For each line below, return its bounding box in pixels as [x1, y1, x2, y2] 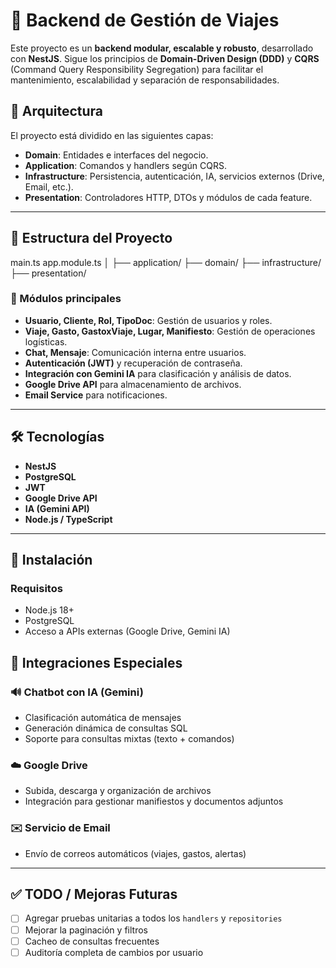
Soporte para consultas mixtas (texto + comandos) [24, 733, 235, 745]
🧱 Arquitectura [10, 103, 104, 120]
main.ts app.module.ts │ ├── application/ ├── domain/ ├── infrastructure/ [10, 256, 322, 268]
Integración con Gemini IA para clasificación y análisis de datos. [24, 367, 292, 379]
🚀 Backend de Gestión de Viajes [10, 9, 280, 32]
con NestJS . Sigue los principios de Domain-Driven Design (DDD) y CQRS [10, 52, 320, 64]
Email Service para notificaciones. [24, 389, 168, 401]
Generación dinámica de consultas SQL [24, 722, 188, 734]
